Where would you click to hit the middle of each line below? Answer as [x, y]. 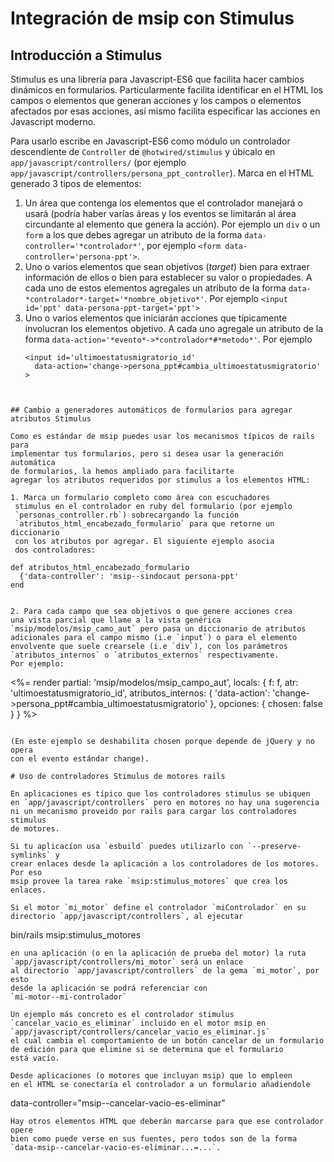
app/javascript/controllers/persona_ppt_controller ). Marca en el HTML [162, 173]
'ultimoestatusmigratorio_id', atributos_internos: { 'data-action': [140, 693]
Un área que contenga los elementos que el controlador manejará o [163, 203]
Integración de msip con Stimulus [152, 18]
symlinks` [31, 855]
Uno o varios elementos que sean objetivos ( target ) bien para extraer [167, 266]
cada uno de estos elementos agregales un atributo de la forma [155, 288]
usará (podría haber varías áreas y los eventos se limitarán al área [160, 213]
